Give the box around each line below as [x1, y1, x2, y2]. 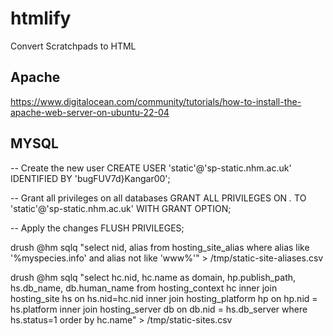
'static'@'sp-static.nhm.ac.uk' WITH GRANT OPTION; [10, 202, 232, 214]
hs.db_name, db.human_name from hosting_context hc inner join [10, 282, 278, 294]
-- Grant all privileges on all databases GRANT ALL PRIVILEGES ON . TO [10, 192, 307, 204]
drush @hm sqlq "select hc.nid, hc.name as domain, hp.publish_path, [10, 271, 297, 283]
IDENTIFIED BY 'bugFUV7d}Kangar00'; [10, 172, 171, 184]
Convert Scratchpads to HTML [10, 40, 137, 52]
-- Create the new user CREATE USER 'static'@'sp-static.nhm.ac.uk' [10, 162, 292, 174]
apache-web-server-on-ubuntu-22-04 [10, 106, 170, 118]
